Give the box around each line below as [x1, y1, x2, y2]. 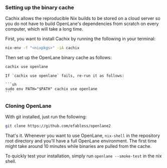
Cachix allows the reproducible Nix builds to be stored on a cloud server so [5, 16, 160, 22]
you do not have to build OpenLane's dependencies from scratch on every [5, 21, 159, 27]
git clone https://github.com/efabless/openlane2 [5, 123, 111, 129]
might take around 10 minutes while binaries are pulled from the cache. [5, 143, 152, 149]
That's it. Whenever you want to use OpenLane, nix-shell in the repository [5, 132, 160, 139]
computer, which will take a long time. [5, 26, 84, 32]
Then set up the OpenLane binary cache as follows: [5, 55, 112, 61]
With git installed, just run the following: [5, 114, 87, 120]
